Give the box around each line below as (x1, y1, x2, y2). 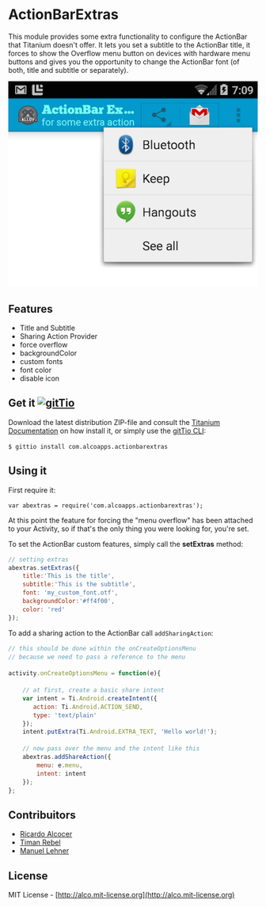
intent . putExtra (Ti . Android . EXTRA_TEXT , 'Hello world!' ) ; (22, 728, 218, 736)
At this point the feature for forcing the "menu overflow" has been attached (8, 515, 253, 525)
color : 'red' (22, 605, 66, 613)
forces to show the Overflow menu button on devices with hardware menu (8, 48, 251, 58)
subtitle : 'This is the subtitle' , (22, 580, 136, 589)
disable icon (19, 374, 60, 383)
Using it (8, 465, 47, 478)
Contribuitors (8, 808, 77, 822)
